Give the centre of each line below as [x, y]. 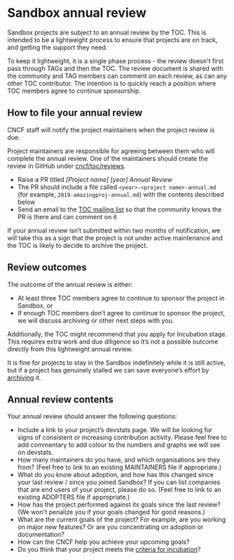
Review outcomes [47, 267]
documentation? [41, 535]
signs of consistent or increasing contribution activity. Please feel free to [122, 438]
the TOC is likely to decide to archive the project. [78, 245]
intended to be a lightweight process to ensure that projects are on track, [113, 39]
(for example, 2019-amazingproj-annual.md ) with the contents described [121, 194]
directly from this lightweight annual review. [70, 349]
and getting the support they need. [57, 47]
